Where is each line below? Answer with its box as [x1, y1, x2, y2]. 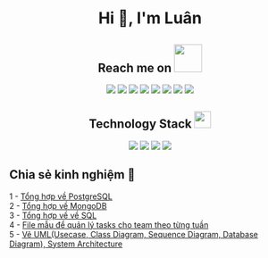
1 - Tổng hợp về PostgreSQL [9, 191, 113, 202]
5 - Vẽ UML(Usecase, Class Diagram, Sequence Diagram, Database [9, 229, 259, 239]
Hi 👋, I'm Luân [97, 8, 203, 29]
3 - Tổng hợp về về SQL [9, 210, 97, 221]
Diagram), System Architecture [9, 238, 123, 249]
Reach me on [97, 60, 172, 75]
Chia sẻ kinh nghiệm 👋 [9, 167, 136, 182]
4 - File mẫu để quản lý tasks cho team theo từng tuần [9, 219, 209, 230]
